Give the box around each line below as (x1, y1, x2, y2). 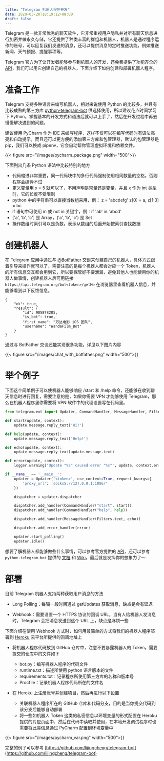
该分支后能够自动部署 (19, 706, 62, 712)
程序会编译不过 (12, 179, 42, 185)
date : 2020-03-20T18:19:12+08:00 (5, 12, 73, 17)
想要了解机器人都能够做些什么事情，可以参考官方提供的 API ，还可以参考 (5, 548, 150, 554)
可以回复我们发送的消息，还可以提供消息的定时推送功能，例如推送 (26, 43, 159, 49)
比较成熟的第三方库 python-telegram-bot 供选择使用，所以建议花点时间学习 (5, 107, 157, 113)
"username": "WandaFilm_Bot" (22, 324, 82, 329)
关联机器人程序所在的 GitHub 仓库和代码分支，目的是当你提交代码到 (19, 700, 156, 706)
